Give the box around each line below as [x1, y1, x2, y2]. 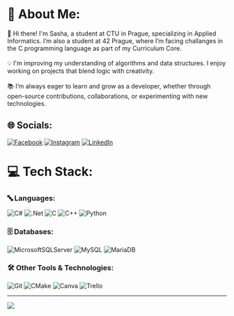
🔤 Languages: [7, 193, 56, 203]
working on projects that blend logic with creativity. [7, 66, 155, 75]
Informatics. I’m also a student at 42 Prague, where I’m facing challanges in [7, 36, 224, 45]
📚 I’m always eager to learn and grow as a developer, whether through [7, 81, 211, 90]
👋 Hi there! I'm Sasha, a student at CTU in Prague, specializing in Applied [7, 29, 217, 38]
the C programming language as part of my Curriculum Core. [7, 44, 182, 52]
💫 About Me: [7, 6, 81, 22]
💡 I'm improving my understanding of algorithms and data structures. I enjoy [7, 58, 226, 67]
